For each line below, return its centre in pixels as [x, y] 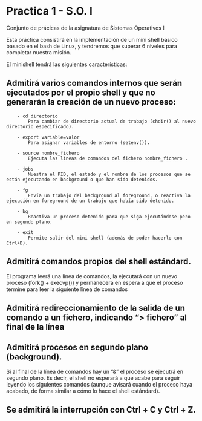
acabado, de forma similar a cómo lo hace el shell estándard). [83, 391]
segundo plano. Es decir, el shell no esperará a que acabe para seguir [93, 378]
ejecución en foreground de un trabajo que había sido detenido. [90, 201]
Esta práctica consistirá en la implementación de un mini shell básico [92, 39]
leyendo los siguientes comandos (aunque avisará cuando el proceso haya [99, 384]
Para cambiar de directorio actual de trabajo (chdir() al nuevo [112, 121]
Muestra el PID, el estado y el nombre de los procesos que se [109, 174]
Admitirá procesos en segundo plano [77, 348]
